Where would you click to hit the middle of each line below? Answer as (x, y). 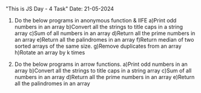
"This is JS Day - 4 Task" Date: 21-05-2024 (60, 9)
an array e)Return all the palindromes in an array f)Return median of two (104, 40)
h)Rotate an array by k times (50, 53)
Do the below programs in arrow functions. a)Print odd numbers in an (101, 64)
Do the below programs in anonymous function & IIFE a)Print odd (95, 20)
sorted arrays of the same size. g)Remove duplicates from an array (98, 46)
